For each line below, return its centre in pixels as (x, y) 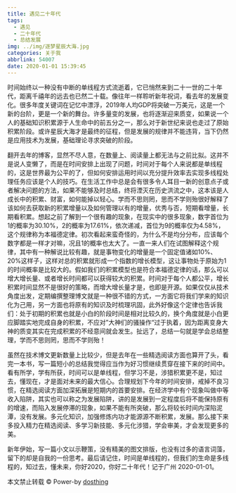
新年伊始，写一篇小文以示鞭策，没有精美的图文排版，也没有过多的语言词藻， (118, 449)
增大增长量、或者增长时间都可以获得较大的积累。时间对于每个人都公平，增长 (118, 278)
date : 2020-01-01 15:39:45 (47, 66)
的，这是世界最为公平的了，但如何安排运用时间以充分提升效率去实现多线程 (115, 173)
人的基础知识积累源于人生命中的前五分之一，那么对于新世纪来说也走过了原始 (118, 122)
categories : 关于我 (34, 54)
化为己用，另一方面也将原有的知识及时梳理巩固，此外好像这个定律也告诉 (112, 304)
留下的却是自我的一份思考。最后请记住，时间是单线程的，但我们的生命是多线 (118, 458)
